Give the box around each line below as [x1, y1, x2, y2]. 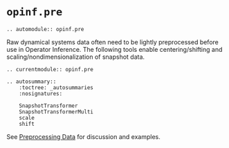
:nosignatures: [19, 90, 63, 97]
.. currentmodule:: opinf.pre [6, 66, 94, 73]
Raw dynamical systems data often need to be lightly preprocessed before [6, 37, 219, 46]
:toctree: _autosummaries [19, 84, 94, 91]
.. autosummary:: [6, 78, 57, 85]
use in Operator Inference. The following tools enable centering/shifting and [6, 45, 223, 53]
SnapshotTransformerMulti [19, 108, 94, 115]
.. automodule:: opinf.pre [6, 26, 84, 33]
